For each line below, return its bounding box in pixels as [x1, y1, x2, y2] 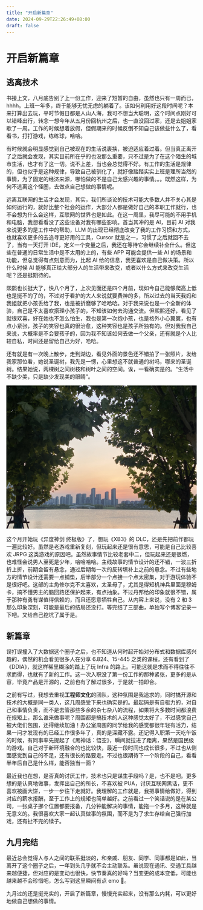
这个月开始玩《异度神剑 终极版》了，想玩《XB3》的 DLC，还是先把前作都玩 [6, 536, 195, 543]
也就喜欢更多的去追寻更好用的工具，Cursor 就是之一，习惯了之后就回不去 [6, 234, 189, 241]
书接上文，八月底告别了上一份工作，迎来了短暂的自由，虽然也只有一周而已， [6, 95, 197, 102]
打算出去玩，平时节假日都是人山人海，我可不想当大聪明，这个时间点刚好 [11, 110, 192, 117]
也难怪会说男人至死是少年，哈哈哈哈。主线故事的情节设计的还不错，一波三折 [6, 558, 197, 566]
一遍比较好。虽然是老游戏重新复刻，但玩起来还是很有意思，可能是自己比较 [6, 543, 192, 551]
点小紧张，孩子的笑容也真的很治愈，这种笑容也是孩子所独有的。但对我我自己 [6, 322, 197, 330]
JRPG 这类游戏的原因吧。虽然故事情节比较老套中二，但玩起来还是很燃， [13, 551, 193, 558]
